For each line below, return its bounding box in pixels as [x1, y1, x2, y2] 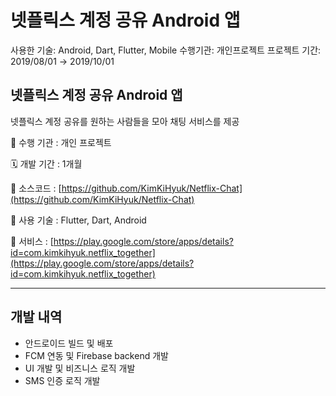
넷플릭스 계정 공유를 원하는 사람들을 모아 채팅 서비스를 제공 [10, 115, 240, 127]
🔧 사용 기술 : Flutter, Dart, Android [10, 214, 147, 226]
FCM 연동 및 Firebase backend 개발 [24, 349, 169, 361]
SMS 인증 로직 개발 [24, 374, 101, 386]
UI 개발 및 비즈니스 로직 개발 [24, 362, 136, 374]
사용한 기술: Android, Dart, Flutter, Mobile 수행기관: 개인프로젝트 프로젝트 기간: [10, 44, 322, 56]
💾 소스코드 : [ [10, 182, 62, 194]
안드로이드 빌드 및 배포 [24, 337, 114, 349]
